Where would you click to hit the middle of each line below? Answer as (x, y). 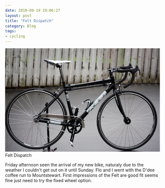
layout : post (18, 16)
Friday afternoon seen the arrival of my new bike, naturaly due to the (74, 164)
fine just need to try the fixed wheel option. (49, 180)
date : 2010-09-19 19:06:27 (33, 10)
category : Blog (21, 26)
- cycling (15, 36)
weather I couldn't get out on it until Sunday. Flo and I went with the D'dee (80, 170)
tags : (11, 31)
